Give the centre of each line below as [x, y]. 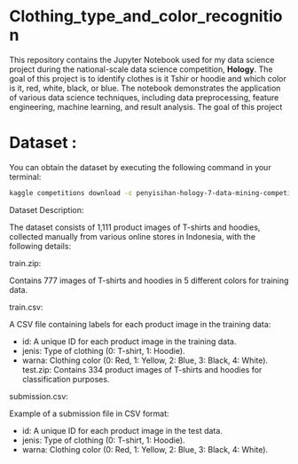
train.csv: [26, 307]
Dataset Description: [47, 209]
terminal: [25, 177]
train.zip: [25, 263]
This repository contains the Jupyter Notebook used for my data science [142, 59]
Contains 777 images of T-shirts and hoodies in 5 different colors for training [149, 280]
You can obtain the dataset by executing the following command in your [141, 167]
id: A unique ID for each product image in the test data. [122, 430]
